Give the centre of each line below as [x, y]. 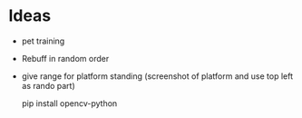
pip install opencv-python [69, 103]
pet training [43, 41]
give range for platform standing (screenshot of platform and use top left [157, 76]
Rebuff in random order [65, 58]
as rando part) [49, 85]
